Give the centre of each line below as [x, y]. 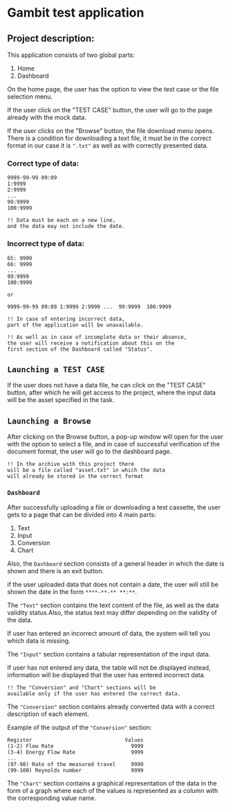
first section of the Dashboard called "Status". [80, 349]
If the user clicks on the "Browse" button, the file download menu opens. [111, 131]
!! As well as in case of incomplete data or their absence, [97, 337]
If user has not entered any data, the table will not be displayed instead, [109, 668]
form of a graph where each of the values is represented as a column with [113, 790]
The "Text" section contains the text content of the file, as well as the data [113, 605]
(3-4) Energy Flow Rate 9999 [75, 752]
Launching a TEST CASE [56, 369]
